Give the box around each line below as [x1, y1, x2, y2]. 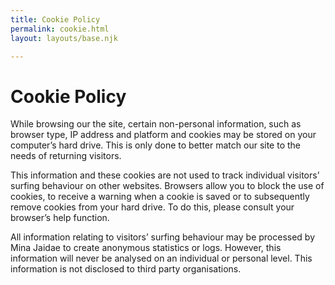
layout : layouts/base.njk [10, 33, 118, 43]
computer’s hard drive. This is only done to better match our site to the [10, 139, 301, 151]
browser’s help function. [10, 212, 110, 224]
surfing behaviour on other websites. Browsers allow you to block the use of [10, 180, 325, 192]
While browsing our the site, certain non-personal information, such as [10, 118, 302, 130]
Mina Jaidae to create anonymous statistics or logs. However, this [10, 242, 282, 254]
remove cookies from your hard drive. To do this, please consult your [10, 201, 295, 213]
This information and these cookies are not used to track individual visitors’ [10, 169, 320, 181]
